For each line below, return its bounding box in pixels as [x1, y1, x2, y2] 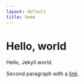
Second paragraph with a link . [6, 70, 79, 77]
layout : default [6, 8, 46, 15]
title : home [6, 14, 35, 20]
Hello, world [6, 39, 67, 53]
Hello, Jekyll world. [6, 59, 53, 66]
